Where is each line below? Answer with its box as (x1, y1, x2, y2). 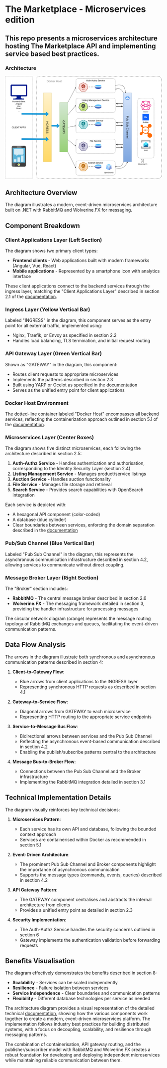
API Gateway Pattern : (12, 887, 58, 893)
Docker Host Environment (5, 399, 69, 406)
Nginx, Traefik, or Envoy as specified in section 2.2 (12, 332, 117, 338)
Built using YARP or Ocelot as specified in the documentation (12, 382, 138, 388)
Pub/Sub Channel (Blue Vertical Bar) (5, 540, 95, 547)
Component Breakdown (5, 221, 81, 230)
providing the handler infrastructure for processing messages (12, 605, 139, 612)
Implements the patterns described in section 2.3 (12, 376, 113, 382)
